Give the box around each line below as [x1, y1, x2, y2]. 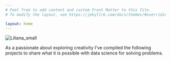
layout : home [5, 21, 33, 26]
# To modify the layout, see [5, 12, 67, 17]
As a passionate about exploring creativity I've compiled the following [5, 45, 151, 51]
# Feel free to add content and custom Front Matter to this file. [5, 7, 152, 13]
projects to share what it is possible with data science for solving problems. [5, 50, 164, 56]
